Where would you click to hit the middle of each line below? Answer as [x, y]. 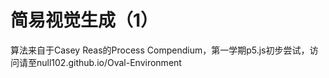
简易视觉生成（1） [84, 20]
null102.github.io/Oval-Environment [109, 62]
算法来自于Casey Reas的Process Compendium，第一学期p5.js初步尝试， [160, 50]
